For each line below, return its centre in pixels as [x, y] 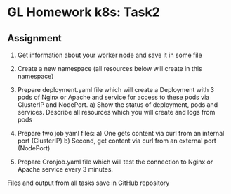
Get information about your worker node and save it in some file [110, 55]
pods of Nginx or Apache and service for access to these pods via [113, 97]
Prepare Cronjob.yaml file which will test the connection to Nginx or [115, 162]
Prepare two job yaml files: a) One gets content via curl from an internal [121, 133]
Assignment [34, 38]
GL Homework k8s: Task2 [84, 12]
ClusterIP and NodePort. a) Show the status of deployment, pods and [118, 105]
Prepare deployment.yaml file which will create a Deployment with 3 [116, 90]
